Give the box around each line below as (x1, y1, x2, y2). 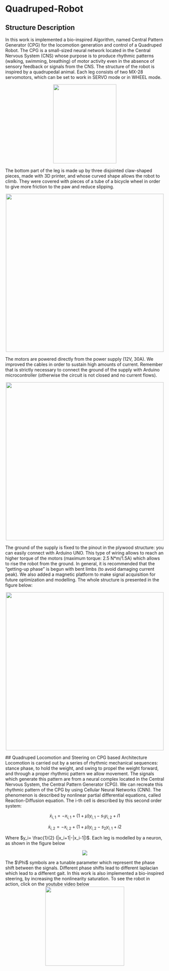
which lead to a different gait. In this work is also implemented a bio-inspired (5, 870, 164, 876)
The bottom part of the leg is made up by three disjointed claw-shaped (5, 167, 152, 174)
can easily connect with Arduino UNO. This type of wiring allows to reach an (5, 550, 164, 556)
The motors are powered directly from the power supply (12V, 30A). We (5, 356, 154, 362)
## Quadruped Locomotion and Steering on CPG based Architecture (5, 754, 147, 761)
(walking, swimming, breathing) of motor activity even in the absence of (5, 58, 155, 64)
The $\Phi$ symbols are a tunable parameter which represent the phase (5, 859, 155, 865)
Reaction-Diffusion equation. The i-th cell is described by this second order (5, 797, 162, 804)
